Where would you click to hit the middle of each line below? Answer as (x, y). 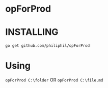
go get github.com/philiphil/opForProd (48, 46)
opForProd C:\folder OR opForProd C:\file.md (54, 80)
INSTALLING (32, 32)
